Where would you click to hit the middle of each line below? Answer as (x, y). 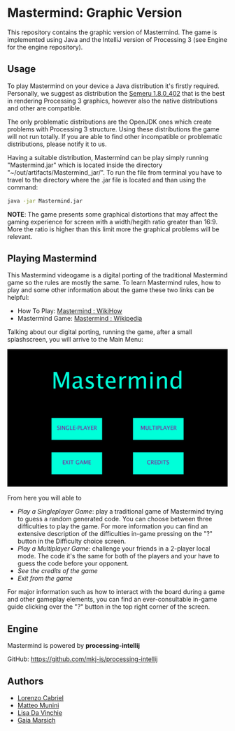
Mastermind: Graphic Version (95, 13)
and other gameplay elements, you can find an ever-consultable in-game (112, 600)
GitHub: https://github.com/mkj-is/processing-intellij (83, 659)
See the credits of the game (57, 571)
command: (23, 187)
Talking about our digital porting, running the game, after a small (100, 332)
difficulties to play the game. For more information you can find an (113, 526)
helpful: (18, 298)
